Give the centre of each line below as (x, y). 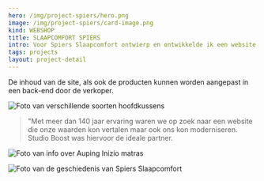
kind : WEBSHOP (32, 30)
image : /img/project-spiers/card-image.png (81, 23)
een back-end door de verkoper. (61, 90)
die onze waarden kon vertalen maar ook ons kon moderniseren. (132, 129)
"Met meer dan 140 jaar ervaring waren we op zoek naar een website (140, 121)
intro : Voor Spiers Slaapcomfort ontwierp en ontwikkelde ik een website (132, 45)
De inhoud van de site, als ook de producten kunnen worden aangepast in (128, 82)
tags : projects (33, 52)
